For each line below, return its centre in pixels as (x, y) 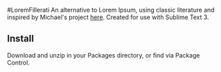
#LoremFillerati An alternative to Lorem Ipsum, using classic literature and (111, 10)
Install (21, 39)
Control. (18, 62)
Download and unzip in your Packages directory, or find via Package (104, 55)
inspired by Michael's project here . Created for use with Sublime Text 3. (108, 17)
